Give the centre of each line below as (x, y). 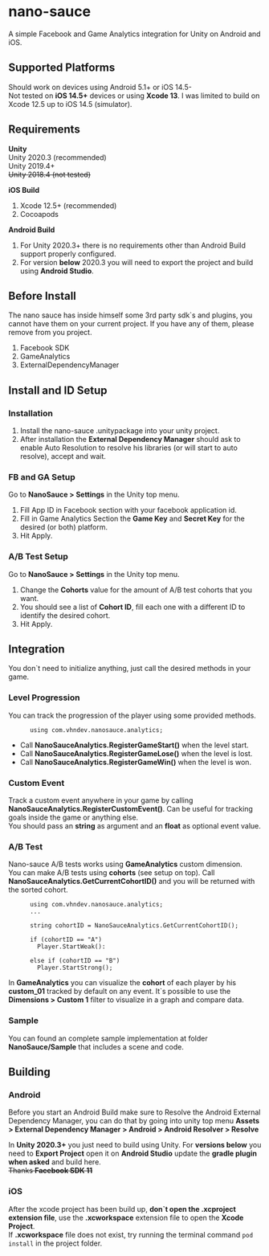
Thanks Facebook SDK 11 (51, 1171)
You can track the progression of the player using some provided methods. (132, 715)
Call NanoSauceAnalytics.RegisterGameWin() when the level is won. (135, 762)
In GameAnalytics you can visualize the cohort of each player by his (122, 983)
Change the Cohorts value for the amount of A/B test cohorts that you (136, 590)
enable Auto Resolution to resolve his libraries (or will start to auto (129, 448)
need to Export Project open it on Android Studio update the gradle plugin (132, 1154)
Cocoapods (39, 214)
